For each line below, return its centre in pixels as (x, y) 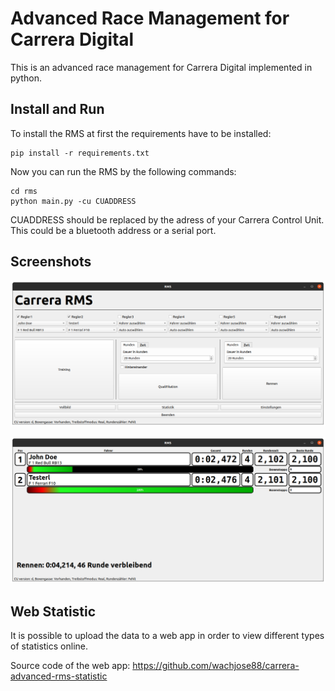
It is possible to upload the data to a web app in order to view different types (167, 635)
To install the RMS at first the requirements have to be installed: (141, 133)
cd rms (24, 191)
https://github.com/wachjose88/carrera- (216, 665)
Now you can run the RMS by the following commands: (123, 171)
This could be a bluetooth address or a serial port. (113, 230)
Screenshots (51, 262)
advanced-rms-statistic (59, 676)
